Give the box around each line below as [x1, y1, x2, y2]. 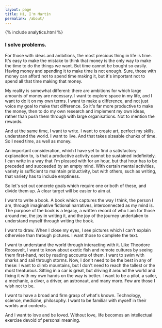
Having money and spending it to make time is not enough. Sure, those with [5, 68, 156, 74]
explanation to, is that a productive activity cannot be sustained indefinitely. [5, 153, 156, 158]
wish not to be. [5, 283, 35, 289]
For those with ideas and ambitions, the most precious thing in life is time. [5, 52, 152, 58]
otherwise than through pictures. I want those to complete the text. [5, 232, 139, 238]
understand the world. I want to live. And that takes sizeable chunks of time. [5, 133, 157, 139]
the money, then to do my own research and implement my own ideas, [5, 108, 146, 114]
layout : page [5, 7, 32, 12]
